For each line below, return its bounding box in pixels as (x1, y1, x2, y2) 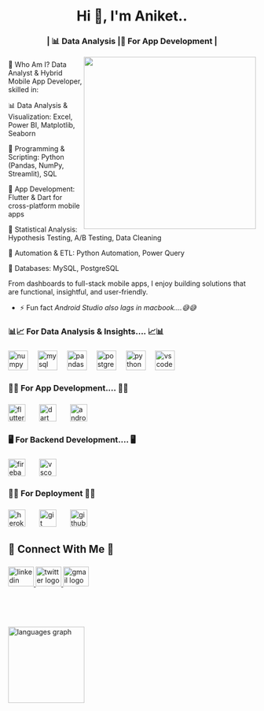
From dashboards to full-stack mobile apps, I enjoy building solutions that (8, 279, 246, 288)
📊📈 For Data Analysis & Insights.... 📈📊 (8, 326, 165, 337)
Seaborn (8, 129, 36, 139)
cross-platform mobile (8, 201, 80, 211)
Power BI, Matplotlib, (8, 120, 75, 130)
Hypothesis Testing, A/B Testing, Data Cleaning (8, 233, 162, 243)
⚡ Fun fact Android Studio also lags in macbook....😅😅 (19, 303, 196, 313)
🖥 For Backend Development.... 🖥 (8, 434, 136, 445)
